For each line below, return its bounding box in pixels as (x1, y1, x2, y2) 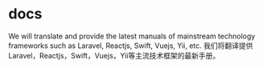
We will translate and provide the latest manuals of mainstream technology (8, 31, 256, 41)
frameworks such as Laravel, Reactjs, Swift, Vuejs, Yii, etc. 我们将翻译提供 (8, 41, 253, 50)
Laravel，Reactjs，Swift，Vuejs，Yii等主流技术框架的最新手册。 (8, 50, 220, 60)
